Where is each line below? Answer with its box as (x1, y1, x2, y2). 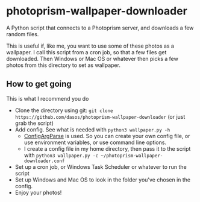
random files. (6, 30, 39, 37)
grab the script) (14, 119, 54, 127)
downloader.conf (23, 158, 65, 164)
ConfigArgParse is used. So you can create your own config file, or (23, 132, 190, 139)
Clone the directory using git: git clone (14, 107, 113, 114)
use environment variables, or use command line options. (23, 139, 167, 146)
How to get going (6, 79, 72, 89)
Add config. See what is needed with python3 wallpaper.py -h (14, 125, 170, 133)
